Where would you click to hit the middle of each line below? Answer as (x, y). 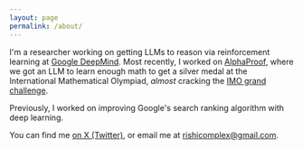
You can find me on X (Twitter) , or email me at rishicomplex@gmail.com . (144, 135)
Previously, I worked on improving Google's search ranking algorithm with (147, 107)
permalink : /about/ (46, 26)
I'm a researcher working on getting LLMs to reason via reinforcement (140, 51)
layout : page (34, 18)
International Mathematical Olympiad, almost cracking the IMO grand (138, 80)
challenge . (29, 90)
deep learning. (36, 117)
